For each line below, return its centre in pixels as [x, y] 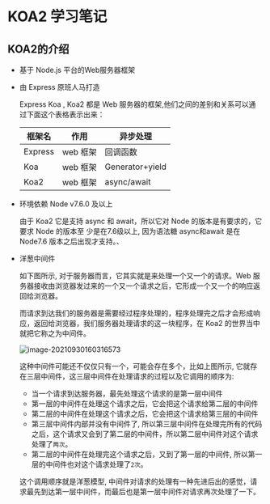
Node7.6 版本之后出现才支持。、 [71, 241]
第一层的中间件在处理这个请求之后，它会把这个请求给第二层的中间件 [145, 404]
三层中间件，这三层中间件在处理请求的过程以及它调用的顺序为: [130, 376]
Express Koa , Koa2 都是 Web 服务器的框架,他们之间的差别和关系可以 [134, 104]
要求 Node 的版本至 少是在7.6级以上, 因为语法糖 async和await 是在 [130, 231]
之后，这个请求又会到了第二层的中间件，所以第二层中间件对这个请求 [145, 434]
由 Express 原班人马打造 [59, 87]
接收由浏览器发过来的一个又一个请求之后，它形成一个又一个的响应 [143, 286]
